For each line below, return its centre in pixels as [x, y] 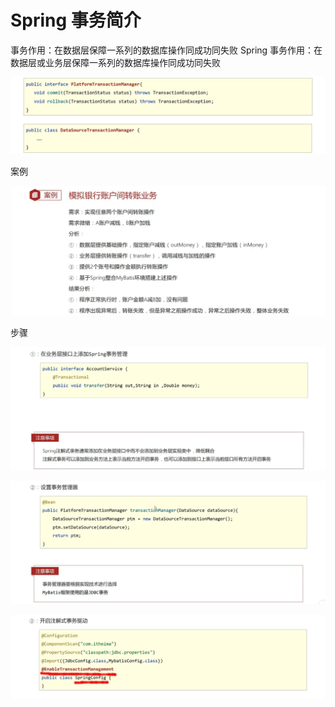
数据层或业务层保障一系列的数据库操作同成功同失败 [115, 62]
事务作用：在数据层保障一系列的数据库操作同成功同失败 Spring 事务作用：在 [166, 50]
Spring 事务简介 [76, 20]
